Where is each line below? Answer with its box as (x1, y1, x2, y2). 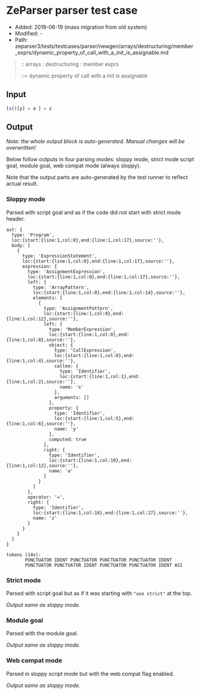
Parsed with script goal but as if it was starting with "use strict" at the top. (6, 590, 192, 597)
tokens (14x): (6, 552, 42, 558)
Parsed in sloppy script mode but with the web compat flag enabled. (6, 670, 174, 677)
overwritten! (6, 144, 36, 152)
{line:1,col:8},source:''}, (6, 337, 76, 343)
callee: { (54, 363, 79, 369)
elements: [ (32, 295, 63, 301)
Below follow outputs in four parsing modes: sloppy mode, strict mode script (6, 156, 195, 163)
